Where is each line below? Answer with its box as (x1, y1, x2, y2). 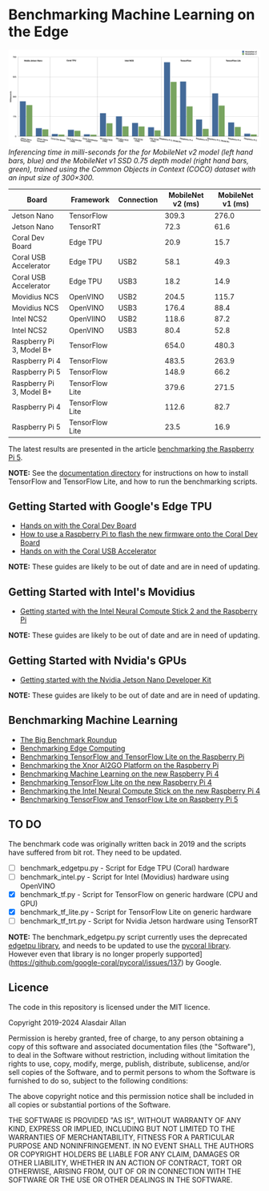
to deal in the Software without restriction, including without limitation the (8, 1050, 250, 1060)
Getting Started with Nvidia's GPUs (8, 654, 187, 667)
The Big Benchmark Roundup (19, 734, 118, 744)
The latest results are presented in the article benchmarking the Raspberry (8, 444, 255, 453)
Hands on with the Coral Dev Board (19, 521, 137, 530)
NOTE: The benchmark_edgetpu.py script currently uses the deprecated (8, 932, 248, 942)
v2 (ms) (172, 199, 200, 209)
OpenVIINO (69, 314, 106, 324)
